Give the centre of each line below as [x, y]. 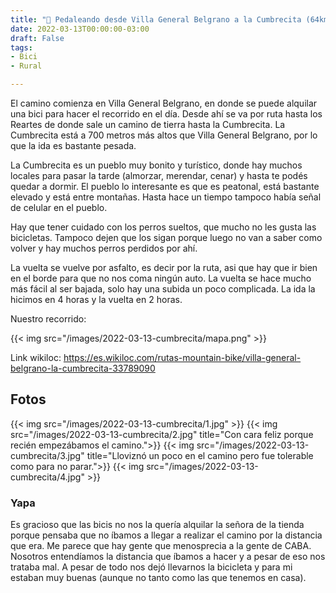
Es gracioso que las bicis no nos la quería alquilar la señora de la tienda [157, 525]
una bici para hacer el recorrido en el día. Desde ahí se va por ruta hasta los [166, 114]
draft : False [37, 38]
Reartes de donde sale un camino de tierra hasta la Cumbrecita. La [148, 124]
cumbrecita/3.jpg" [47, 455]
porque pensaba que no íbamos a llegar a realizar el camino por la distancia [166, 535]
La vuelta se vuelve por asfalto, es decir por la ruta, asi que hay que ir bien [164, 267]
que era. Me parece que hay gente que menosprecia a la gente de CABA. [161, 546]
